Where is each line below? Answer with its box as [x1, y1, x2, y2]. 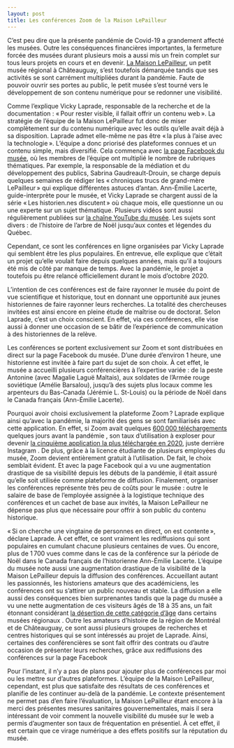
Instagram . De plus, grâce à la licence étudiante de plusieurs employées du [7, 446, 226, 455]
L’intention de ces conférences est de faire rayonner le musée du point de [7, 285, 220, 293]
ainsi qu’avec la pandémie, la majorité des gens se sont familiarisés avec [7, 416, 217, 424]
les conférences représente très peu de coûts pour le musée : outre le [7, 483, 208, 492]
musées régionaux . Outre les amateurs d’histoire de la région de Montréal [7, 616, 221, 624]
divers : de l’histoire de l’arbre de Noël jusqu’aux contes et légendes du [7, 221, 212, 229]
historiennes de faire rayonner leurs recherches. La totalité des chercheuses [7, 300, 227, 308]
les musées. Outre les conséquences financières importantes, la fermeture [7, 43, 222, 52]
